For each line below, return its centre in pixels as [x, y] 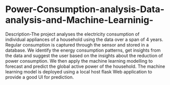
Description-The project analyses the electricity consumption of [72, 34]
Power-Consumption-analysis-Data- [85, 9]
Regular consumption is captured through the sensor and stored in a [77, 45]
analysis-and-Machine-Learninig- [79, 20]
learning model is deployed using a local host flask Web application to [79, 71]
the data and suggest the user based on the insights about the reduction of [84, 55]
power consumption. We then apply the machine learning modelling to [79, 61]
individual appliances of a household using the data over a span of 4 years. [84, 39]
